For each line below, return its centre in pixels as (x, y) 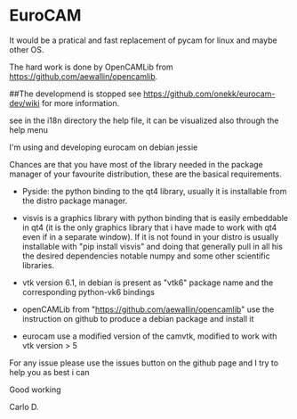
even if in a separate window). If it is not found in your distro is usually (150, 236)
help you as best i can (49, 372)
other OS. (27, 49)
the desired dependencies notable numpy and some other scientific (146, 256)
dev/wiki (24, 103)
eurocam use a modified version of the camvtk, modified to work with (149, 336)
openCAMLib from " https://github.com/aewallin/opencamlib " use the (148, 309)
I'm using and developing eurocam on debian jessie (104, 147)
